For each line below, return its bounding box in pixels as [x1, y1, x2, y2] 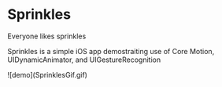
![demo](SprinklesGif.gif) [7, 70, 88, 79]
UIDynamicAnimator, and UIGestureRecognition [7, 55, 161, 64]
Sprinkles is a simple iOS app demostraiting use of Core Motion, [7, 46, 215, 56]
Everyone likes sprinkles [7, 31, 87, 41]
